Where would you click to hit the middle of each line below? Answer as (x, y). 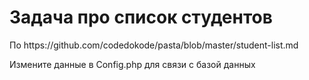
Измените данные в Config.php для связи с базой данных (132, 64)
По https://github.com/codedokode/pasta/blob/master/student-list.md (154, 45)
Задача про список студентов (141, 17)
